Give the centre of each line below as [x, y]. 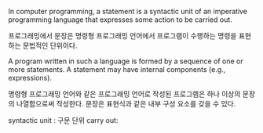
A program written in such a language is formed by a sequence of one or [126, 61]
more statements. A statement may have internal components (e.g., [117, 69]
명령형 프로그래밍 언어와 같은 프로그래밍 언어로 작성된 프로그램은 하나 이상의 [124, 94]
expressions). [30, 78]
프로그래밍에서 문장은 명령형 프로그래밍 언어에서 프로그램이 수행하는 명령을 [122, 36]
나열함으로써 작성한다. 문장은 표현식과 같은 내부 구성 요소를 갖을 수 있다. [126, 104]
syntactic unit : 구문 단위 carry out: [63, 120]
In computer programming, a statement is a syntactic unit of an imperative [128, 11]
